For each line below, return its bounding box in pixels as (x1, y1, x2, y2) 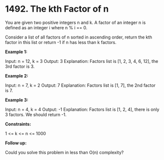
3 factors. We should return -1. (5, 111, 67, 118)
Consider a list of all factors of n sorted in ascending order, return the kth (5, 34, 153, 40)
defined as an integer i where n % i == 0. (5, 24, 88, 30)
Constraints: (5, 121, 31, 127)
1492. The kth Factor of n (5, 3, 109, 15)
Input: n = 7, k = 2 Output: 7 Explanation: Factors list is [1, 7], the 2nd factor (5, 82, 156, 88)
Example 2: (5, 73, 28, 79)
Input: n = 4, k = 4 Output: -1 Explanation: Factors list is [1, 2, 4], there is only (5, 106, 160, 112)
